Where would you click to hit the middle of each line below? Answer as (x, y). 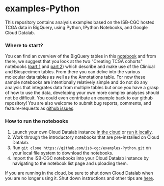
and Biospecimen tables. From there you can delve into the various (73, 72)
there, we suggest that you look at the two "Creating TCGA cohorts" (74, 62)
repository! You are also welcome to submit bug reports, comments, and (78, 103)
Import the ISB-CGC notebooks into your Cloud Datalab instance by (80, 158)
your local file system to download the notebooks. (63, 153)
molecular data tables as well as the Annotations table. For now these (75, 77)
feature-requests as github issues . (40, 108)
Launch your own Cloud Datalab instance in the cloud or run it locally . (82, 132)
